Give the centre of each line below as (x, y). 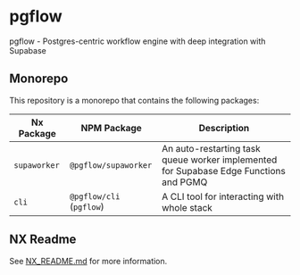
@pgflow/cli (95, 196)
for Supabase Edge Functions (224, 171)
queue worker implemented (220, 160)
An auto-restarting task (211, 148)
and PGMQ (185, 182)
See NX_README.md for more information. (88, 261)
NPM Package (112, 128)
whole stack (187, 207)
